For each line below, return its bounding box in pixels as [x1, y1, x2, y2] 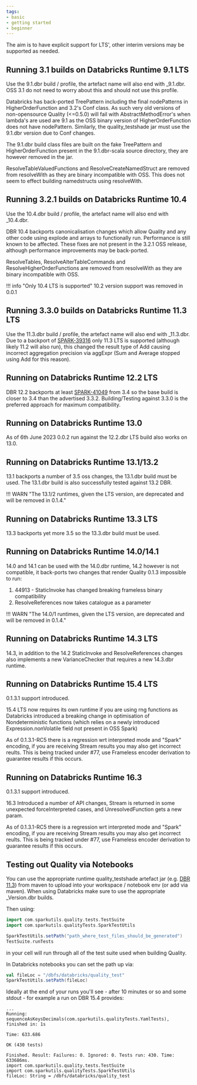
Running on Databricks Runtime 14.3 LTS [6, 634, 158, 644]
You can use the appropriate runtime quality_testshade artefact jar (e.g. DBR [6, 875, 191, 882]
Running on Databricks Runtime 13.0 [6, 418, 142, 428]
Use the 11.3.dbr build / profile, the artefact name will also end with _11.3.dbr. [6, 330, 190, 337]
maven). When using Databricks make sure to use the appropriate [6, 888, 166, 895]
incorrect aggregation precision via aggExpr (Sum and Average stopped [6, 349, 181, 356]
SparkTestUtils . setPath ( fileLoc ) [6, 978, 88, 983]
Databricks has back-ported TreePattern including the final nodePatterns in [6, 98, 188, 105]
